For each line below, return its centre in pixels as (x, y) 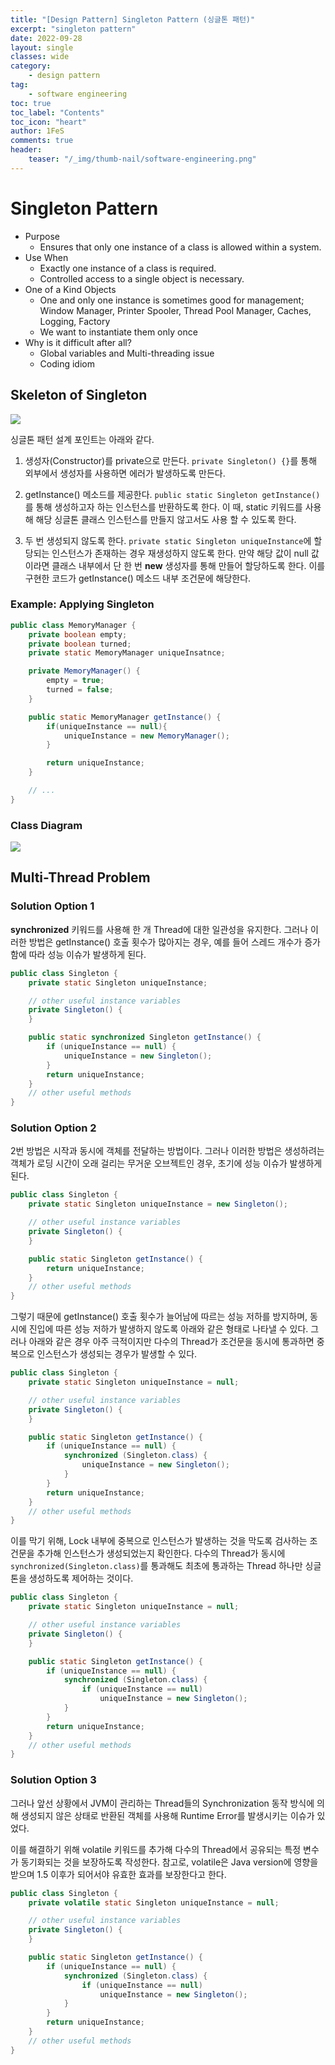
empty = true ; (75, 681)
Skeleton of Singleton (79, 395)
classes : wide (40, 57)
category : (31, 66)
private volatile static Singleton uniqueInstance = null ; (154, 1902)
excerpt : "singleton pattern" (73, 29)
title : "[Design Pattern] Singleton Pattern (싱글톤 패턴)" (133, 19)
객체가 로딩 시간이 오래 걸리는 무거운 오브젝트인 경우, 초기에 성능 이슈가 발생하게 (166, 1163)
